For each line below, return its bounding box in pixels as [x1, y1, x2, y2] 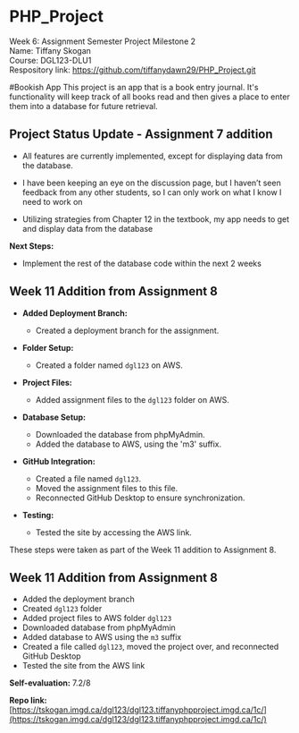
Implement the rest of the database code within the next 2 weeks [21, 258, 262, 268]
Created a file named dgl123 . [35, 473, 142, 484]
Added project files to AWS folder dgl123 [21, 613, 172, 624]
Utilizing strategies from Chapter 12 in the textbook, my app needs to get [21, 213, 290, 225]
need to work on [21, 196, 83, 207]
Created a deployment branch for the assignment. [35, 325, 220, 336]
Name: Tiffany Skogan [9, 45, 92, 55]
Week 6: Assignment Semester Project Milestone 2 [9, 36, 196, 47]
